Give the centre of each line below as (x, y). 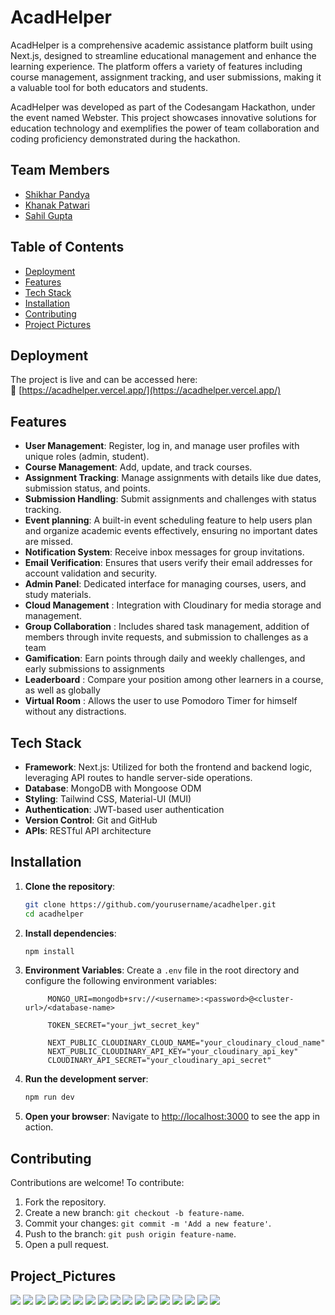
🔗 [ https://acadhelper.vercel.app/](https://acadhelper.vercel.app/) (146, 390)
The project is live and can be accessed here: (104, 380)
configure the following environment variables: (120, 981)
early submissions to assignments (94, 669)
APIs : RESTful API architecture (88, 830)
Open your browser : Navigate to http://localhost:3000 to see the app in (172, 1117)
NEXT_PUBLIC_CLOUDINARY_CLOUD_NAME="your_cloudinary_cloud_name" (186, 1043)
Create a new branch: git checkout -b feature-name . (134, 1213)
